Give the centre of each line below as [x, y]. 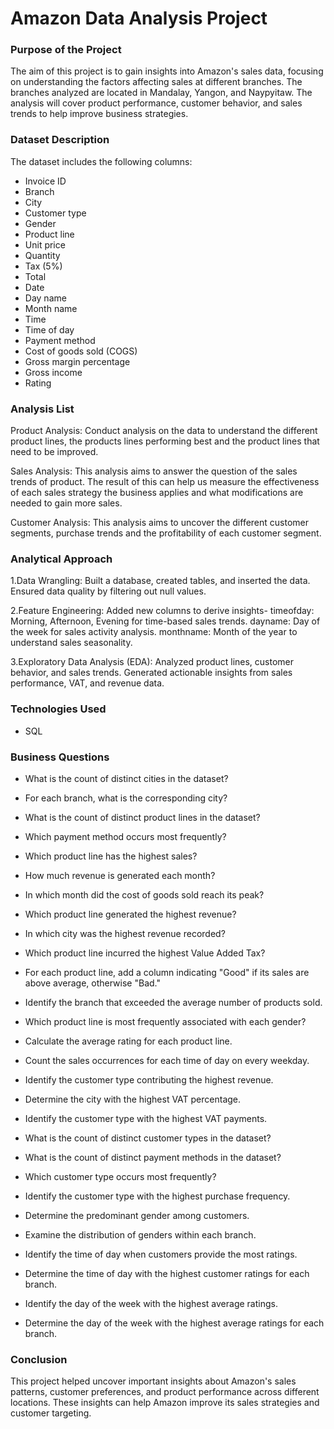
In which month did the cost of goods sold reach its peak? [144, 894]
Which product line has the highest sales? [111, 856]
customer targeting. [51, 1413]
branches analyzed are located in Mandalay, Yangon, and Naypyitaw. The [161, 93]
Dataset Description [60, 140]
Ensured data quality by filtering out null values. [108, 591]
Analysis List [42, 409]
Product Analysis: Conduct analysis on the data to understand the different [164, 431]
